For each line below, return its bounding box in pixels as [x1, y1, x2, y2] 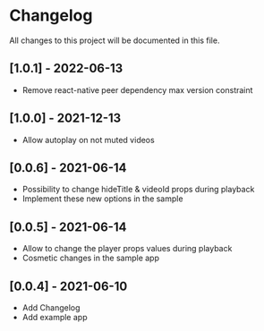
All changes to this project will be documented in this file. [9, 35, 220, 46]
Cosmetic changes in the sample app [21, 252, 159, 264]
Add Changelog [21, 302, 81, 313]
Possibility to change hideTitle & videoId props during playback [21, 184, 255, 195]
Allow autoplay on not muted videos [21, 134, 155, 145]
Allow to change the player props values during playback [21, 243, 233, 254]
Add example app [21, 312, 88, 322]
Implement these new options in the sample [21, 193, 183, 204]
